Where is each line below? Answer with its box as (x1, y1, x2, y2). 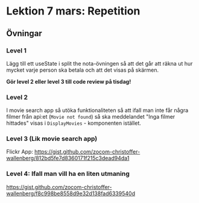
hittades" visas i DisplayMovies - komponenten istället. (6, 119, 142, 127)
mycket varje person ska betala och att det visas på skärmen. (6, 66, 159, 73)
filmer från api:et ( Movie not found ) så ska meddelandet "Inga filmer (6, 113, 175, 120)
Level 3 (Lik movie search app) (6, 134, 98, 143)
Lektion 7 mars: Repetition (6, 4, 141, 18)
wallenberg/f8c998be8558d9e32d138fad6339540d (6, 190, 136, 197)
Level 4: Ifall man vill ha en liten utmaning (6, 170, 130, 178)
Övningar (6, 28, 42, 39)
